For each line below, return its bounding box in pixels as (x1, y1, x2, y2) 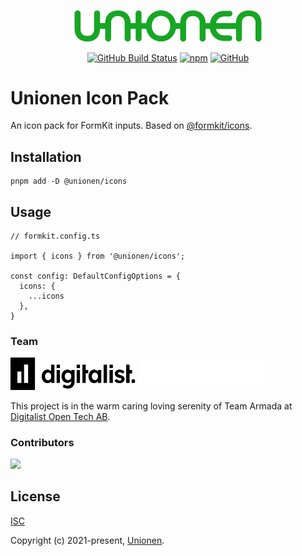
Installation (10, 148, 82, 165)
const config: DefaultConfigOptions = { (10, 271, 182, 282)
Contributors (10, 435, 75, 449)
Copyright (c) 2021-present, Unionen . (10, 534, 165, 546)
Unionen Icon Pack (10, 86, 170, 109)
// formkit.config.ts (10, 231, 101, 242)
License (10, 488, 61, 505)
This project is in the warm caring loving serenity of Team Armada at (10, 400, 293, 412)
